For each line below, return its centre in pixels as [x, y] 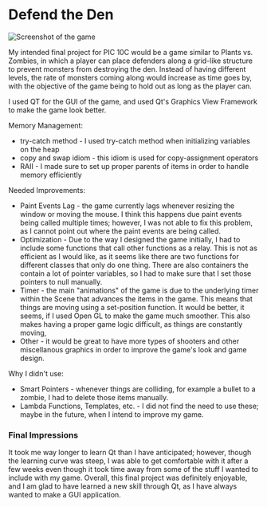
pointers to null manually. [61, 281]
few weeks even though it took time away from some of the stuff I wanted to [133, 470]
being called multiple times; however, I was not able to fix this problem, [136, 222]
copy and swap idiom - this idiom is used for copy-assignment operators [139, 158]
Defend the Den [61, 15]
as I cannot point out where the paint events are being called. [120, 231]
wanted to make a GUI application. [65, 495]
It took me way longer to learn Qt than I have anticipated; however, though [130, 453]
